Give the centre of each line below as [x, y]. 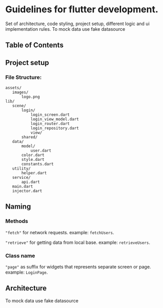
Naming [18, 207]
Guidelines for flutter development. [82, 9]
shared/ [29, 137]
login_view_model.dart [55, 119]
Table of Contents [35, 45]
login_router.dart [50, 124]
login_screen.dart [50, 115]
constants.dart [37, 164]
